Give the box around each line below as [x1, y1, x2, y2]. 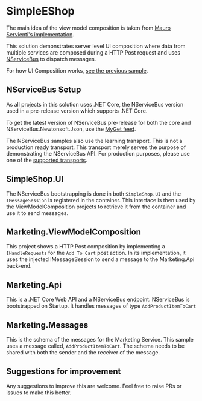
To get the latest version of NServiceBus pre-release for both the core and [6, 119, 191, 126]
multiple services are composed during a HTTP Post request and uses [6, 48, 181, 56]
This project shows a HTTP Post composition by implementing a [6, 243, 166, 250]
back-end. [6, 262, 32, 270]
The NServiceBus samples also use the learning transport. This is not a [6, 137, 183, 144]
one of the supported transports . [6, 156, 87, 164]
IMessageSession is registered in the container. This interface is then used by [6, 196, 196, 204]
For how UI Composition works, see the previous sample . [6, 67, 148, 74]
